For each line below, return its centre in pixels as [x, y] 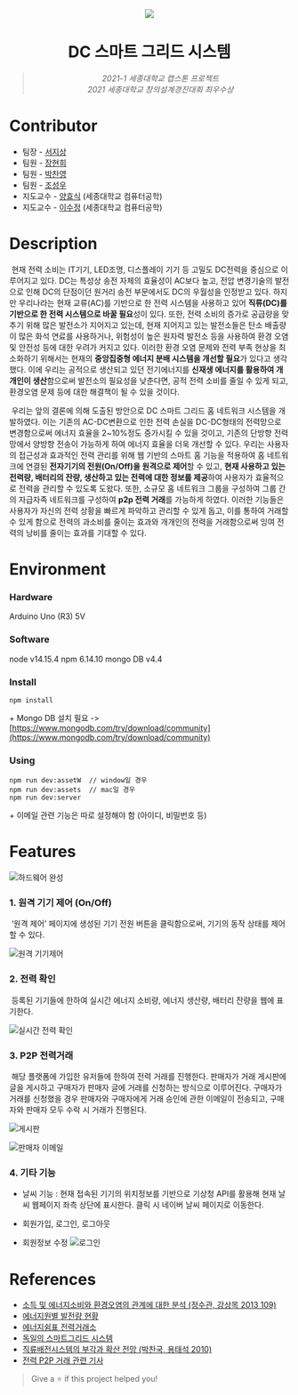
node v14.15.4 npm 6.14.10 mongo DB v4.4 [86, 659]
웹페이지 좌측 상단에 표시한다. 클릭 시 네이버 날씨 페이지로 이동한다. [148, 1205]
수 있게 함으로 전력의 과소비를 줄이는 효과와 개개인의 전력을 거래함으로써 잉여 [142, 521]
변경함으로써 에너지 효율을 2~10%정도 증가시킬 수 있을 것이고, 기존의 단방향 [141, 433]
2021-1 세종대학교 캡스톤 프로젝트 [161, 78]
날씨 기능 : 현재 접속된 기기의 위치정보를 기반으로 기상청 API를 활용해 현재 [149, 1194]
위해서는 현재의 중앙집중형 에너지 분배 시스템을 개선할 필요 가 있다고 [155, 358]
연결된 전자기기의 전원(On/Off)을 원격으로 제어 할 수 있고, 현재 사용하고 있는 [156, 466]
